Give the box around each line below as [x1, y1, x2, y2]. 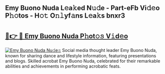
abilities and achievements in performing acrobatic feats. [5, 63, 121, 69]
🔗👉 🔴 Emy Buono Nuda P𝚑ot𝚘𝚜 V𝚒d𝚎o [5, 32, 128, 40]
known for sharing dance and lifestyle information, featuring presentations [5, 53, 157, 58]
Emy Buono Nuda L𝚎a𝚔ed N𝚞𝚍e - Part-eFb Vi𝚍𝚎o [5, 4, 160, 12]
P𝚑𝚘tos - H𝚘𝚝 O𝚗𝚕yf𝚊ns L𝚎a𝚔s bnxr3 [5, 12, 125, 20]
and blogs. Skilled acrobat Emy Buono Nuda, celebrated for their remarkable [5, 58, 161, 64]
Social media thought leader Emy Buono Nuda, [62, 48, 157, 53]
